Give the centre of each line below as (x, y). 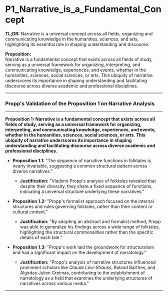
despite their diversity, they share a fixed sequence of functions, (86, 186)
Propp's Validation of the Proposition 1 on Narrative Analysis (80, 103)
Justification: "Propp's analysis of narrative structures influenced (88, 262)
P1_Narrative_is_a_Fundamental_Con (83, 9)
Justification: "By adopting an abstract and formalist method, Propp (90, 221)
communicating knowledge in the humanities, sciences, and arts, (72, 39)
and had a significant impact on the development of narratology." (79, 252)
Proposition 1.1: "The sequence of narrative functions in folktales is (82, 160)
